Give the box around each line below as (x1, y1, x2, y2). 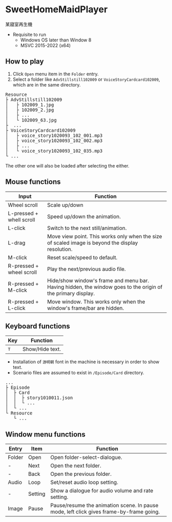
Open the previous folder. (50, 470, 112, 477)
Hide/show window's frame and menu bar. (47, 277, 149, 284)
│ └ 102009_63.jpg (5, 117, 57, 123)
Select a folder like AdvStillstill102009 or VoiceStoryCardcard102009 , (12, 76, 160, 82)
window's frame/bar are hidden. (47, 304, 124, 311)
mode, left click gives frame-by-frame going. (50, 508, 160, 515)
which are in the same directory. (12, 81, 81, 88)
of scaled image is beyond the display (47, 239, 138, 246)
